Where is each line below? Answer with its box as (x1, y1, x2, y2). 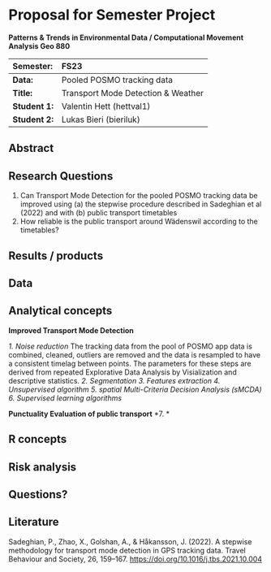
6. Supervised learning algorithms (8, 392, 123, 403)
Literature (8, 515, 59, 529)
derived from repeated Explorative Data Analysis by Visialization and (8, 367, 237, 377)
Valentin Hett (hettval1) (61, 100, 151, 111)
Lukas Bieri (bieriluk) (61, 114, 140, 125)
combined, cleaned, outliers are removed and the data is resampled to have (8, 349, 261, 359)
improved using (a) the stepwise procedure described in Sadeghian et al (19, 199, 262, 209)
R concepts (8, 432, 67, 446)
